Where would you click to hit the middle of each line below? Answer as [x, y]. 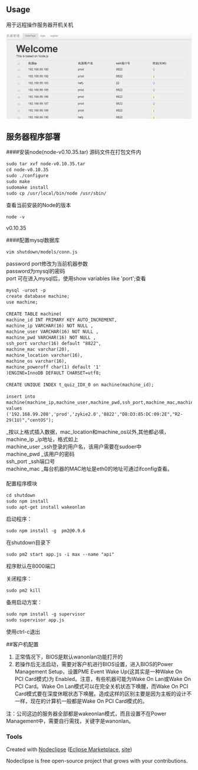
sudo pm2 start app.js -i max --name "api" [60, 555]
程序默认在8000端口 [31, 566]
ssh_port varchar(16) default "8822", [54, 344]
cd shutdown [21, 496]
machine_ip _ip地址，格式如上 [42, 440]
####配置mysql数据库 [33, 240]
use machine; [22, 302]
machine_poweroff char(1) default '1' [54, 367]
